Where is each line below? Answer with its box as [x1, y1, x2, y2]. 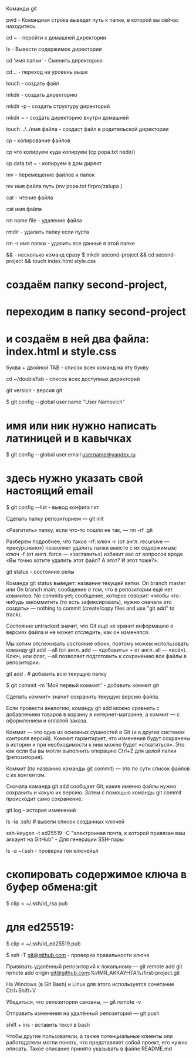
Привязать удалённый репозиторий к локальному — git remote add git [6, 963, 183, 970]
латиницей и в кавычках [6, 432, 132, 445]
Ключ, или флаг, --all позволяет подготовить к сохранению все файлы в [6, 653, 187, 660]
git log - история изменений [6, 807, 76, 814]
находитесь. [6, 23, 37, 29]
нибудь [6, 599, 25, 606]
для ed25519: [6, 921, 75, 934]
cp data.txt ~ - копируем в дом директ [6, 160, 102, 167]
